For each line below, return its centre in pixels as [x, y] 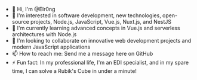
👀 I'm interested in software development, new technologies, [86, 15]
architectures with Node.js [44, 34]
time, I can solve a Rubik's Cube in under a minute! [74, 71]
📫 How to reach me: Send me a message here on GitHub [82, 54]
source [21, 22]
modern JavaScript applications [51, 47]
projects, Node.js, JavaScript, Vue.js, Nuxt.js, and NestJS [101, 22]
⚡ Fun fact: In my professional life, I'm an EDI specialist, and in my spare [100, 63]
